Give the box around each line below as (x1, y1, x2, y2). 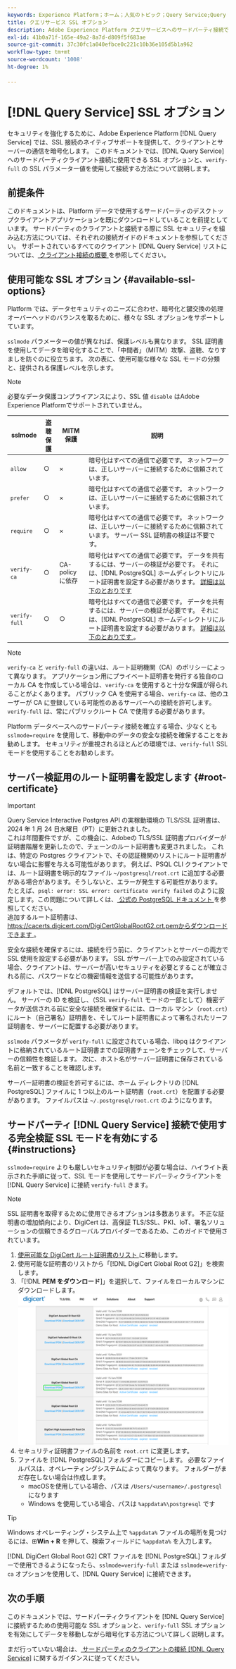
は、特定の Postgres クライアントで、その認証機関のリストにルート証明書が (7, 851, 227, 860)
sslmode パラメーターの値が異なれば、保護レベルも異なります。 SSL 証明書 (7, 337, 223, 345)
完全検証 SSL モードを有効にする (16, 1132, 159, 1144)
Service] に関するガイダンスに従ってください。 (7, 1653, 144, 1663)
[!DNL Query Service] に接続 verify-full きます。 (7, 1181, 152, 1189)
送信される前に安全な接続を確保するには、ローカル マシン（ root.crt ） (25, 1004, 228, 1013)
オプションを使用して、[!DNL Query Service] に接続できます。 (15, 1570, 195, 1578)
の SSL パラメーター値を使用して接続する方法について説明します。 (21, 164, 214, 173)
